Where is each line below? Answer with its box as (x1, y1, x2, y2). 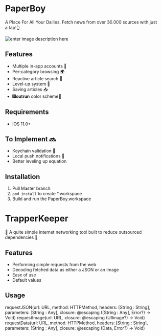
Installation (5, 172, 40, 181)
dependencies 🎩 (5, 234, 38, 240)
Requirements (5, 108, 49, 116)
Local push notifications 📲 (12, 153, 65, 159)
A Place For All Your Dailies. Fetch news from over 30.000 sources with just (5, 19, 158, 25)
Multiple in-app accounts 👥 (12, 63, 67, 69)
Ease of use (12, 272, 36, 278)
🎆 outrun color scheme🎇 (12, 93, 62, 99)
